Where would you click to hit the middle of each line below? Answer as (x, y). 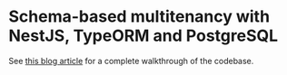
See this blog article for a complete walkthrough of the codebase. (131, 61)
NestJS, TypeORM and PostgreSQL (143, 36)
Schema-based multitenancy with (139, 17)
